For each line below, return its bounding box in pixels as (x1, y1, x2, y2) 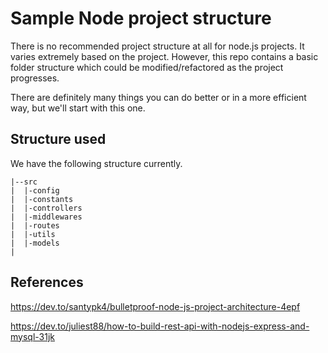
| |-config (10, 185, 60, 196)
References (10, 274, 84, 291)
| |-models (10, 238, 60, 248)
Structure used (10, 131, 107, 148)
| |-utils (10, 229, 56, 239)
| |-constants (10, 194, 74, 204)
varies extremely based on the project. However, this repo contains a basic (10, 50, 319, 62)
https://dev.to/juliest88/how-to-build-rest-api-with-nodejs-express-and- (10, 320, 310, 332)
